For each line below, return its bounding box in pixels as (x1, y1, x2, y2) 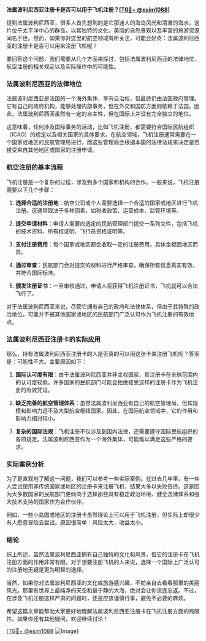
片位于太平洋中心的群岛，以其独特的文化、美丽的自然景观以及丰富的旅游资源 (6, 27, 200, 34)
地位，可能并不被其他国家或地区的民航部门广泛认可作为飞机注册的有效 (11, 310, 189, 318)
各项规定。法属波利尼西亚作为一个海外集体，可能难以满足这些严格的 (15, 435, 188, 442)
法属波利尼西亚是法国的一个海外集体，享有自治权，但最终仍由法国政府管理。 (6, 95, 200, 102)
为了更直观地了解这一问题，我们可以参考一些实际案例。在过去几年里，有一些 (6, 475, 200, 482)
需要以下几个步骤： (6, 186, 55, 193)
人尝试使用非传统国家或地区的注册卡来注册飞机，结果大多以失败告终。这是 (6, 482, 194, 490)
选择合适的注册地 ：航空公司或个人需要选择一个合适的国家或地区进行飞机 (15, 199, 198, 206)
